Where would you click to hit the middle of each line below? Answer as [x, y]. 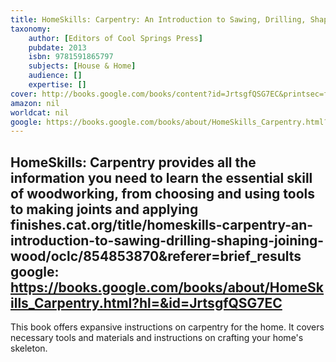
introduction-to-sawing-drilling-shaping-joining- [167, 240]
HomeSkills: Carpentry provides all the [133, 162]
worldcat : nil [40, 112]
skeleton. [29, 348]
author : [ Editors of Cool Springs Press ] [115, 38]
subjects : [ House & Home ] [82, 66]
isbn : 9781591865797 [71, 57]
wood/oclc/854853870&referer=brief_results [156, 256]
